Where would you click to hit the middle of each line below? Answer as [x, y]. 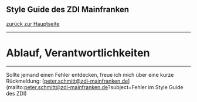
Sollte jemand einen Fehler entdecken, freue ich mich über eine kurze [90, 74]
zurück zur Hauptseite [33, 23]
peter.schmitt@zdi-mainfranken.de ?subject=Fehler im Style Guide [104, 87]
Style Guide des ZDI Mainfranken [68, 10]
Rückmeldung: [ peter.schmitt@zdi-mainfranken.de [67, 81]
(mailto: [15, 87]
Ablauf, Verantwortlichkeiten [78, 53]
